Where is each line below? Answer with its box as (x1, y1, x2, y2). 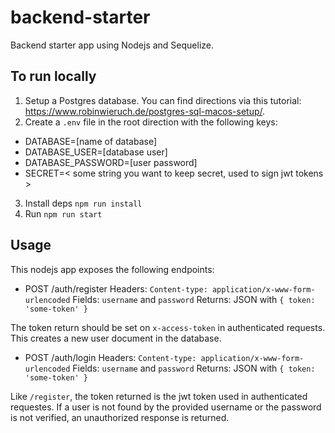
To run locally (10, 68, 97, 85)
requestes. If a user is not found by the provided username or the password (10, 401, 322, 413)
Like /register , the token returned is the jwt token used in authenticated (10, 390, 308, 402)
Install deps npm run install (24, 197, 143, 209)
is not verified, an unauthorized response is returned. (10, 411, 230, 423)
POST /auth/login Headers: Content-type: (24, 351, 197, 363)
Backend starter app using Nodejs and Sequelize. (10, 39, 215, 51)
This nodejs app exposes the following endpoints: (10, 263, 215, 275)
